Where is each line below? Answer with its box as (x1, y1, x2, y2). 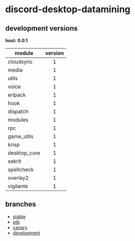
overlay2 (8, 175, 29, 181)
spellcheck (8, 166, 34, 173)
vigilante (8, 183, 28, 189)
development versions (5, 24, 78, 33)
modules (8, 116, 29, 123)
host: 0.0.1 (5, 37, 28, 43)
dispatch (8, 108, 29, 115)
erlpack (8, 91, 26, 98)
